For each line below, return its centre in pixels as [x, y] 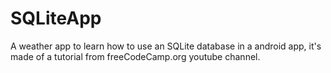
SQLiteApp [56, 18]
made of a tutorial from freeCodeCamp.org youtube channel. [135, 56]
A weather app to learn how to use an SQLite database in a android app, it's [166, 46]
